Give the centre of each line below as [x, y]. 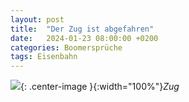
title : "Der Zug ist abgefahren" [82, 29]
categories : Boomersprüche [66, 47]
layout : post [37, 19]
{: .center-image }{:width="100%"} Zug [100, 87]
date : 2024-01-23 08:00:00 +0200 [84, 38]
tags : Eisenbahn [44, 57]
